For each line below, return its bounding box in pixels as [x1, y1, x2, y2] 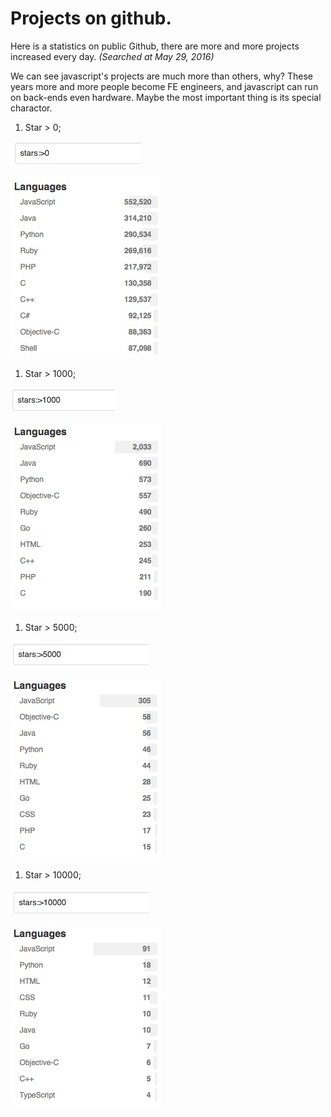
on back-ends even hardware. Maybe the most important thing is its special [10, 91, 322, 103]
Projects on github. [10, 7, 172, 30]
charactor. [10, 102, 53, 114]
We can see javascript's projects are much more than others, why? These [10, 70, 313, 82]
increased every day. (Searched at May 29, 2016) [10, 50, 215, 62]
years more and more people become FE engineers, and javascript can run [10, 80, 319, 92]
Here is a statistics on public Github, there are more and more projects [10, 40, 300, 52]
